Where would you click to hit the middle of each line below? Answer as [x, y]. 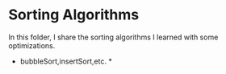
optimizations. [32, 45]
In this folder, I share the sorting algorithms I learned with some [113, 37]
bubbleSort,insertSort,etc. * [66, 61]
